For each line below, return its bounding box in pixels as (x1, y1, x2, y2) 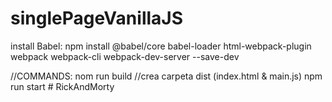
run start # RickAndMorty (10, 80, 115, 92)
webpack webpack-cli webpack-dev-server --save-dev (10, 50, 240, 62)
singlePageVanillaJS (10, 7, 184, 30)
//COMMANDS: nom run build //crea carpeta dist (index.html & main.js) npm (10, 70, 323, 82)
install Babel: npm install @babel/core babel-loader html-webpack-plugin (10, 40, 312, 52)
